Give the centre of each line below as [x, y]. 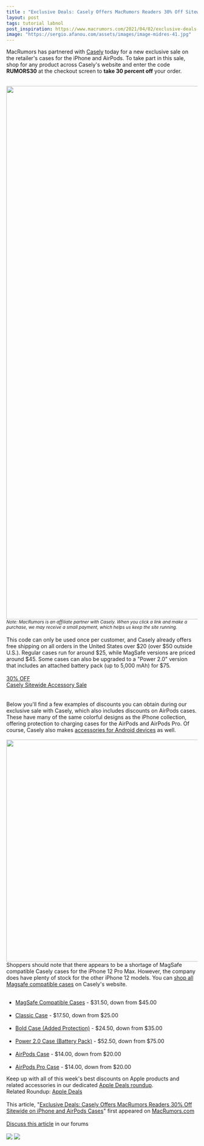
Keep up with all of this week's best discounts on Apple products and [93, 1079]
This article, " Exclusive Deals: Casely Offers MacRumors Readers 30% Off [99, 1105]
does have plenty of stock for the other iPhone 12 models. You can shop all [100, 978]
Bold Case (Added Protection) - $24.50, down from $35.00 [89, 1028]
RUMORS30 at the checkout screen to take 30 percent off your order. [94, 71]
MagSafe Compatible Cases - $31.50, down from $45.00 [86, 1003]
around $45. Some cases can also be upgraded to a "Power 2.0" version [97, 659]
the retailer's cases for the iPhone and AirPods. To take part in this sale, [96, 58]
